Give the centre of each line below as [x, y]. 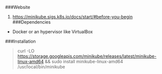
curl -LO [26, 51]
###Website [18, 7]
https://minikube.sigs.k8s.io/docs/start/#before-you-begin [73, 17]
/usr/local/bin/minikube [41, 67]
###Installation [20, 41]
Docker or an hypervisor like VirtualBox [53, 32]
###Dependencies [31, 22]
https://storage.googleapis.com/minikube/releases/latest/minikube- [87, 56]
